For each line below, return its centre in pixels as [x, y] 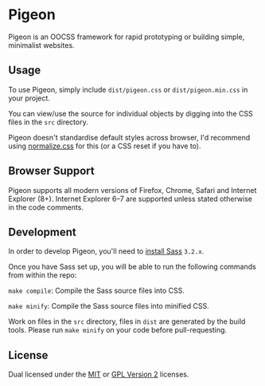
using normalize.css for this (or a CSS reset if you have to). [105, 146]
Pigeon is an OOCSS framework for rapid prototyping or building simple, [127, 37]
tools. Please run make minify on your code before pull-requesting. [118, 330]
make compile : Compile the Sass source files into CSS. [97, 291]
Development [43, 232]
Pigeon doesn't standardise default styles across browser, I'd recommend [129, 137]
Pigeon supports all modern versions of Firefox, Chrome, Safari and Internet [132, 190]
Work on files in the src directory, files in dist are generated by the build [127, 321]
